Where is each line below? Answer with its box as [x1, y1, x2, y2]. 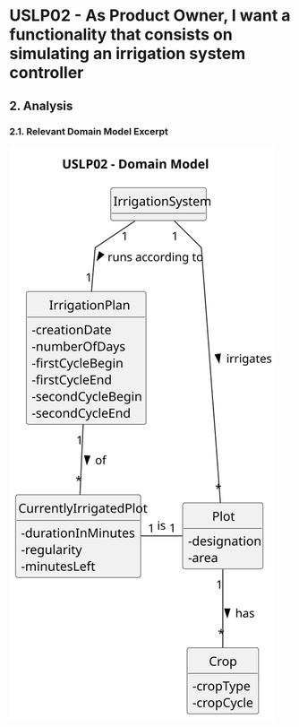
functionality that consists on [9, 24, 233, 45]
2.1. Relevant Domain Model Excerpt [9, 125, 168, 137]
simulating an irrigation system [9, 44, 246, 64]
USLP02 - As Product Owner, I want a [9, 5, 291, 26]
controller [9, 63, 84, 83]
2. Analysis [9, 98, 73, 113]
